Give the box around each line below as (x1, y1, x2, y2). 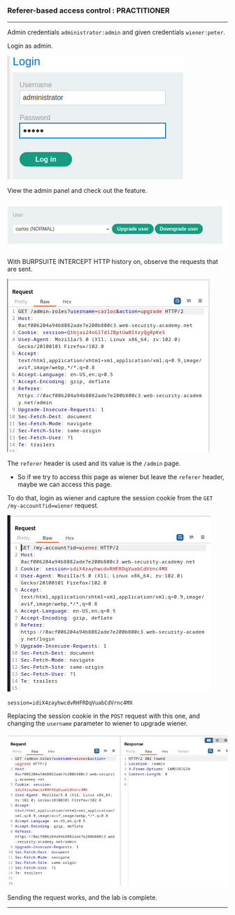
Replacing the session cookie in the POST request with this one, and (7, 712, 201, 720)
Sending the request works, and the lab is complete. (7, 893, 157, 902)
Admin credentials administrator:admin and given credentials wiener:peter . (7, 28, 226, 36)
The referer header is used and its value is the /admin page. (7, 459, 181, 467)
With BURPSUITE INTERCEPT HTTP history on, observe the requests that (7, 257, 218, 265)
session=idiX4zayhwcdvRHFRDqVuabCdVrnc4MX (7, 699, 133, 707)
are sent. (7, 265, 33, 273)
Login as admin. (7, 41, 54, 51)
